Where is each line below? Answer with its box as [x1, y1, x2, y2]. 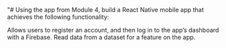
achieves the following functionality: [7, 13, 109, 21]
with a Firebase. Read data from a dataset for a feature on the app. [7, 33, 196, 41]
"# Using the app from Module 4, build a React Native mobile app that [7, 6, 204, 14]
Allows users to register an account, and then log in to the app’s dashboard [7, 26, 220, 34]
